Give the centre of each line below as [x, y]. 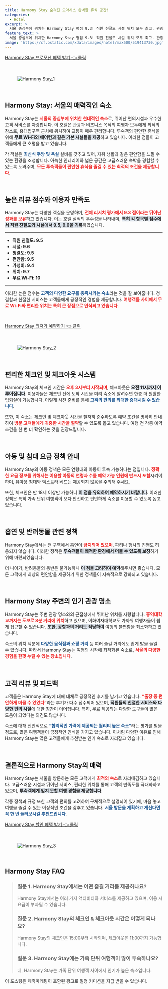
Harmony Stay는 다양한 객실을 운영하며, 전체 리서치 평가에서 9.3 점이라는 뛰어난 [83, 213]
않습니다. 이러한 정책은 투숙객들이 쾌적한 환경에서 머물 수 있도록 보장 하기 [88, 551]
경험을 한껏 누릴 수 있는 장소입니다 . [39, 656]
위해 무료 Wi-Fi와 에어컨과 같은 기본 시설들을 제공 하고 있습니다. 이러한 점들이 [79, 137]
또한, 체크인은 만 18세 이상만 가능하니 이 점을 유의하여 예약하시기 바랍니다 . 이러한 [84, 492]
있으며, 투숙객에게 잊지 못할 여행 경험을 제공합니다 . [54, 791]
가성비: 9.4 [23, 265]
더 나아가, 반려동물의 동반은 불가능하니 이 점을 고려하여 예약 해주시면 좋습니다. [80, 568]
